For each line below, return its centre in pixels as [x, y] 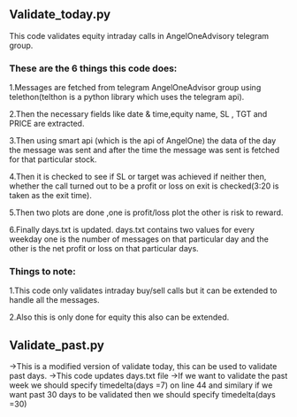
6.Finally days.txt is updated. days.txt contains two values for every [132, 230]
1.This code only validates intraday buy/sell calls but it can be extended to [143, 290]
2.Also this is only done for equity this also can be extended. [119, 317]
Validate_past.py [57, 345]
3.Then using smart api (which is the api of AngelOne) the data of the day [143, 141]
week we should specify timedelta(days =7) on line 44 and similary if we [141, 385]
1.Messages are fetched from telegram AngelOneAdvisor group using [135, 88]
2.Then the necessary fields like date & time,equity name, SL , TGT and [138, 114]
